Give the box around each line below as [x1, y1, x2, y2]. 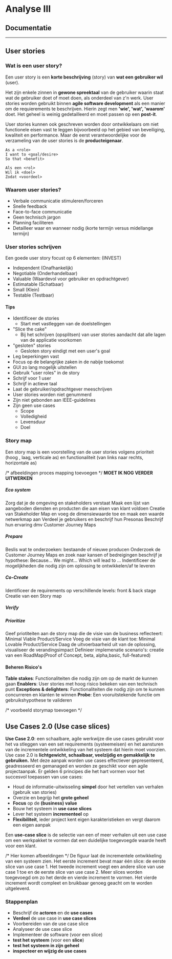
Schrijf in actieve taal [12, 381, 57, 387]
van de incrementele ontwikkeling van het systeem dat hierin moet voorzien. [5, 747, 166, 753]
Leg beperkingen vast [12, 354, 59, 360]
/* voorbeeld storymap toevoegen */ [5, 707, 82, 713]
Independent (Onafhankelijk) [12, 265, 73, 271]
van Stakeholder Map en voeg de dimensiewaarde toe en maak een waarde [5, 511, 165, 517]
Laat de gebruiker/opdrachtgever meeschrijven [12, 386, 113, 393]
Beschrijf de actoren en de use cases [12, 910, 93, 916]
